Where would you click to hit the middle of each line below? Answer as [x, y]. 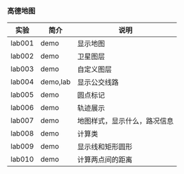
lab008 [22, 133]
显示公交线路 [98, 83]
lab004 [22, 82]
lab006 [22, 108]
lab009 [22, 146]
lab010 [22, 160]
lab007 [22, 120]
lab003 [22, 69]
